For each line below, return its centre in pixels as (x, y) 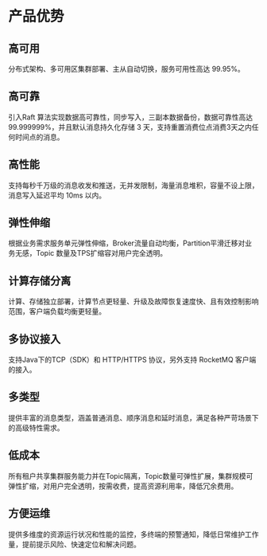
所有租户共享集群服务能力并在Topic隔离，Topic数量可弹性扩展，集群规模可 (131, 476)
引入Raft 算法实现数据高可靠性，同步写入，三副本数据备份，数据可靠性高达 (131, 117)
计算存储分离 (40, 281)
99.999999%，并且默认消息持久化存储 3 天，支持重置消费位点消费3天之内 (130, 127)
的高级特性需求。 (36, 428)
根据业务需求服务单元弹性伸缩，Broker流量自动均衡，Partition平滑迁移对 (127, 243)
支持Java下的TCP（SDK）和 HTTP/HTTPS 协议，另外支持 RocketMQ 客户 (129, 360)
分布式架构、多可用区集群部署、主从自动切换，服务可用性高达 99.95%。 (126, 69)
